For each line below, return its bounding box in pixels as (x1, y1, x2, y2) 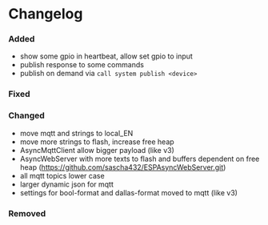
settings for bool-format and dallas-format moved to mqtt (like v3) (19, 187, 238, 197)
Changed (8, 110, 46, 121)
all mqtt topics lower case (19, 171, 106, 180)
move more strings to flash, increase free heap (19, 137, 174, 147)
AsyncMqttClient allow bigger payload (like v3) (19, 145, 174, 155)
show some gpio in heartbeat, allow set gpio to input (19, 51, 194, 61)
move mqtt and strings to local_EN (19, 128, 134, 138)
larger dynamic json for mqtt (19, 179, 114, 189)
